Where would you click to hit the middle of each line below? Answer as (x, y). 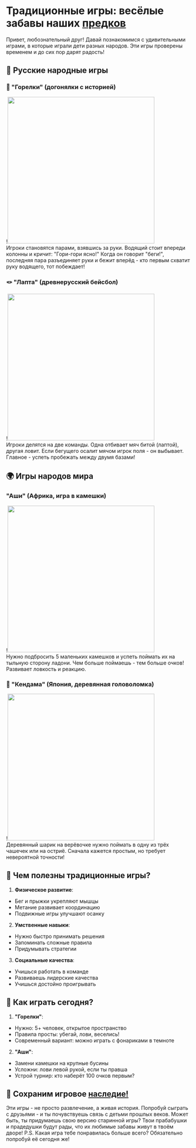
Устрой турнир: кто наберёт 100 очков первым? (75, 1075)
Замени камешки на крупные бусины (61, 1063)
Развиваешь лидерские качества (56, 977)
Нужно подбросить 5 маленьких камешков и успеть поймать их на (91, 656)
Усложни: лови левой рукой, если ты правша (71, 1069)
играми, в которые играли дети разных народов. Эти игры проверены (94, 46)
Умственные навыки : (42, 925)
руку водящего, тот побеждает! (45, 266)
